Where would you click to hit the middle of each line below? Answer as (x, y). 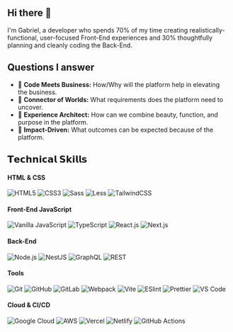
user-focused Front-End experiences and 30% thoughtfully (126, 38)
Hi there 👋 (29, 13)
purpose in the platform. (53, 122)
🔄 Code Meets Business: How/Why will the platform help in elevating (119, 84)
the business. (37, 92)
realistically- (207, 30)
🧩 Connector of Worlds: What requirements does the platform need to (120, 99)
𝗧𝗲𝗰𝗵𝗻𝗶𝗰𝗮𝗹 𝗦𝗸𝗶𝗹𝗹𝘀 (47, 160)
